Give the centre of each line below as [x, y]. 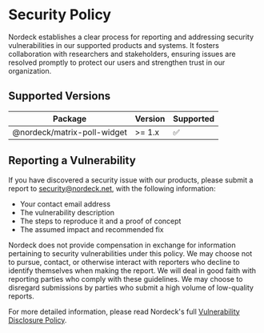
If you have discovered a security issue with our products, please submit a [131, 180]
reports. [21, 296]
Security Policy [60, 15]
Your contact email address [65, 204]
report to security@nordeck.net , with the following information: [112, 188]
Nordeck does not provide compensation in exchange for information [122, 245]
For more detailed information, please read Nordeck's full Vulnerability [124, 311]
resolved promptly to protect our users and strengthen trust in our [117, 62]
